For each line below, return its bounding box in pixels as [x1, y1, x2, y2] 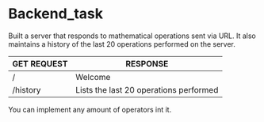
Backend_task [8, 5, 104, 23]
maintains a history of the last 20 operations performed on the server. [8, 39, 236, 48]
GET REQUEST [12, 58, 68, 69]
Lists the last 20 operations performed [75, 84, 219, 95]
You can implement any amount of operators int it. [8, 105, 172, 114]
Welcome [75, 71, 111, 82]
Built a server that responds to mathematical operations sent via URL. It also [8, 31, 256, 40]
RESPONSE [125, 58, 169, 69]
